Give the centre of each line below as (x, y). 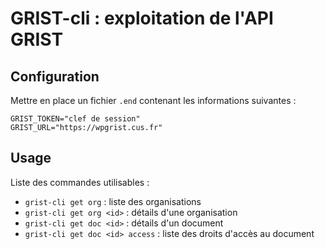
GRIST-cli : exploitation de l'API (142, 18)
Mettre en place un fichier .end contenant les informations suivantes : (153, 100)
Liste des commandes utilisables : (80, 182)
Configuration (55, 76)
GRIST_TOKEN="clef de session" (75, 119)
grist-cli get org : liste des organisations (113, 201)
